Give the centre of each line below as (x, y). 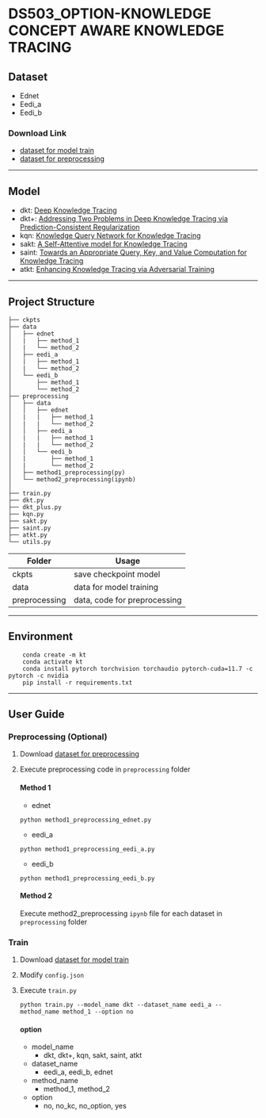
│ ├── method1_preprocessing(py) (67, 473)
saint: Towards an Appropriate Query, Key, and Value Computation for (133, 253)
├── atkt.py (28, 535)
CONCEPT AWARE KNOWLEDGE (116, 31)
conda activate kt (53, 662)
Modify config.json (52, 975)
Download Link (38, 133)
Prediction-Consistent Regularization (80, 228)
